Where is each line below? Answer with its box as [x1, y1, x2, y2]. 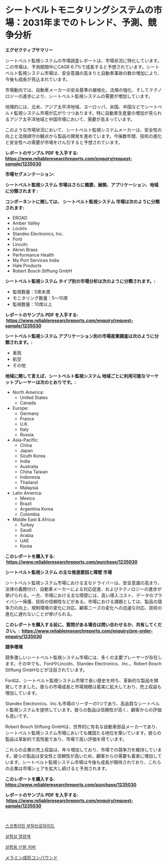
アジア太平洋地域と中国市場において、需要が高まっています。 [9, 116, 135, 122]
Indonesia [19, 474, 40, 480]
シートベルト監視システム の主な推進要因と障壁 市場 [5, 569, 112, 575]
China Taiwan [19, 469, 48, 475]
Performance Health [12, 252, 54, 258]
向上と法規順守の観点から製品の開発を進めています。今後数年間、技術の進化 [5, 133, 162, 139]
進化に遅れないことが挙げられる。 [5, 611, 75, 617]
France [19, 415, 35, 422]
